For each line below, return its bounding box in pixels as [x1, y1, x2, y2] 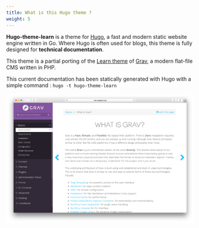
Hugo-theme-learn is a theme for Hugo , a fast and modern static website [6, 33, 188, 40]
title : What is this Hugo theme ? [6, 10, 92, 16]
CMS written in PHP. [6, 63, 56, 71]
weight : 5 [6, 16, 31, 22]
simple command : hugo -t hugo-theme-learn [6, 81, 117, 89]
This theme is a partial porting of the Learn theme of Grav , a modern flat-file [6, 57, 193, 64]
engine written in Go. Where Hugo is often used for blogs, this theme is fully [6, 39, 192, 47]
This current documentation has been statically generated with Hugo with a [6, 75, 192, 82]
